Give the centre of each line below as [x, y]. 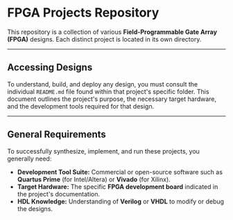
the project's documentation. [59, 194]
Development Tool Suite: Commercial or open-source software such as [120, 172]
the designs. [35, 208]
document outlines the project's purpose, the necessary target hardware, [112, 99]
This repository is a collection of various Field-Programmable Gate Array [112, 32]
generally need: [29, 158]
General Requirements [57, 135]
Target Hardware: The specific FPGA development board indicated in [118, 186]
